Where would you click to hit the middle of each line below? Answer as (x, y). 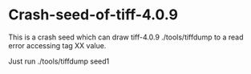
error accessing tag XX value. (57, 45)
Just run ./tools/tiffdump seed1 (59, 61)
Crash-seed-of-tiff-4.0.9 (93, 15)
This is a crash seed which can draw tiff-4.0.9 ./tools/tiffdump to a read (126, 37)
